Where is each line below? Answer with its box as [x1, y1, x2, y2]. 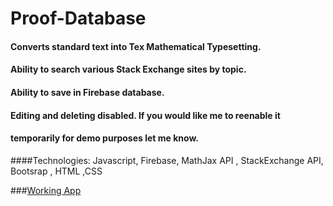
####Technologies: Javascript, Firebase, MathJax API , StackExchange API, [10, 154, 324, 166]
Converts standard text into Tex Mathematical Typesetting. [10, 40, 262, 52]
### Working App [10, 184, 82, 196]
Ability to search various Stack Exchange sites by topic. [10, 63, 247, 76]
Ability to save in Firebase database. [10, 86, 165, 98]
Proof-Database [10, 7, 147, 30]
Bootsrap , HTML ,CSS [10, 165, 103, 177]
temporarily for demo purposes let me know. [10, 132, 199, 144]
